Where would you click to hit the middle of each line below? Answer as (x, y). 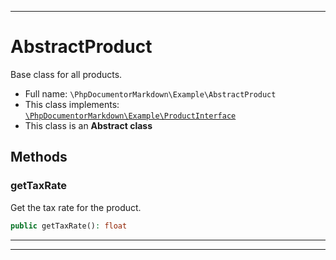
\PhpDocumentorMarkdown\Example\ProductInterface (130, 116)
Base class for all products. (66, 74)
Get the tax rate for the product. (76, 207)
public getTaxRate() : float (69, 226)
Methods (39, 157)
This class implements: (72, 104)
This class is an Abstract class (88, 125)
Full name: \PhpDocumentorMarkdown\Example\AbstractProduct (150, 93)
